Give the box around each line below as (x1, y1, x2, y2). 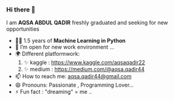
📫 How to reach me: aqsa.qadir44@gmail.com (14, 73, 132, 80)
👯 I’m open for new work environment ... (14, 43, 114, 50)
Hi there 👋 (6, 5, 36, 14)
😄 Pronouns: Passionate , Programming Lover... (14, 81, 134, 89)
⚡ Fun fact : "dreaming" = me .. (14, 88, 92, 96)
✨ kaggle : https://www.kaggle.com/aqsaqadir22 (23, 59, 146, 66)
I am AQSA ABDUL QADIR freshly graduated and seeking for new (6, 19, 169, 26)
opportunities (6, 25, 40, 32)
